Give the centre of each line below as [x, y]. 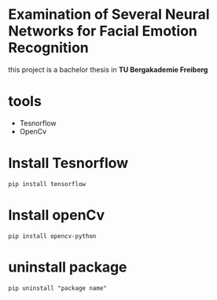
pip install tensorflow [47, 184]
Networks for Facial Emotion [103, 31]
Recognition [48, 48]
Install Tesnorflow [68, 163]
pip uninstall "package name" [58, 288]
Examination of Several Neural [109, 15]
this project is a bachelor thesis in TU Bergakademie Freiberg [108, 69]
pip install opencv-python [52, 236]
